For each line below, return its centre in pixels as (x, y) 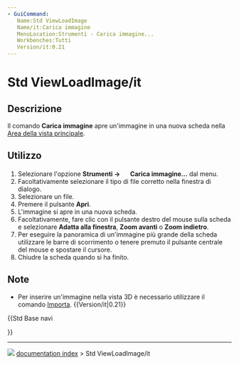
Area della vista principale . (46, 133)
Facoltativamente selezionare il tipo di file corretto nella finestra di (114, 181)
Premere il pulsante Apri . (54, 204)
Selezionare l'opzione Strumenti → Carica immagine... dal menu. (118, 174)
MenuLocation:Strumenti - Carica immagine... (85, 34)
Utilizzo (25, 156)
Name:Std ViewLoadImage (52, 21)
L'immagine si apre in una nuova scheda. (77, 212)
